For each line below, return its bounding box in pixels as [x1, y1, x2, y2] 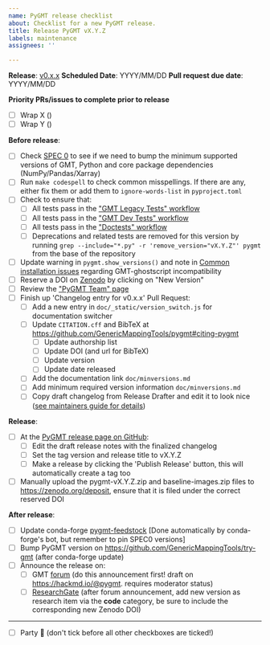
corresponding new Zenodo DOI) [31, 605, 141, 614]
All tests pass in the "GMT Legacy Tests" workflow [31, 204, 200, 214]
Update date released [43, 365, 117, 374]
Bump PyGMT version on [19, 543, 103, 553]
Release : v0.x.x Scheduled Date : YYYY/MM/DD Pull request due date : [8, 71, 243, 80]
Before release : [8, 136, 60, 145]
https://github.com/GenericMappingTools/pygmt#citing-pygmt [31, 329, 239, 338]
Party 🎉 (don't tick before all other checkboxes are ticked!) [19, 628, 215, 638]
